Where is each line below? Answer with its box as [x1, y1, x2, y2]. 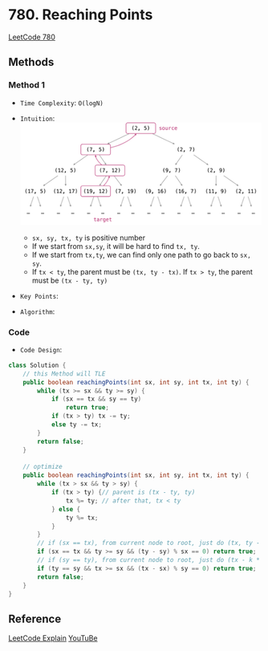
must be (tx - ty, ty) [31, 275, 108, 285]
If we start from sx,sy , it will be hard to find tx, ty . [31, 241, 201, 250]
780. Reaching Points [8, 6, 153, 24]
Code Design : [19, 344, 63, 354]
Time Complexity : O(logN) [19, 98, 104, 108]
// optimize [22, 463, 63, 471]
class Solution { [8, 361, 67, 369]
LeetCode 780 [8, 32, 56, 42]
